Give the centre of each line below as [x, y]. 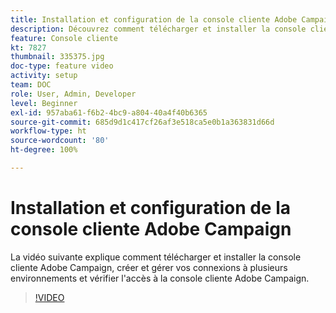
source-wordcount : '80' [60, 141]
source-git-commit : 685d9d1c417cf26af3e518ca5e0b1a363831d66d [142, 122]
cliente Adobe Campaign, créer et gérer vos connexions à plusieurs [149, 267]
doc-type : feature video [62, 66]
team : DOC [31, 85]
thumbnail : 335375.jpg [57, 57]
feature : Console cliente [64, 38]
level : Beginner [44, 103]
